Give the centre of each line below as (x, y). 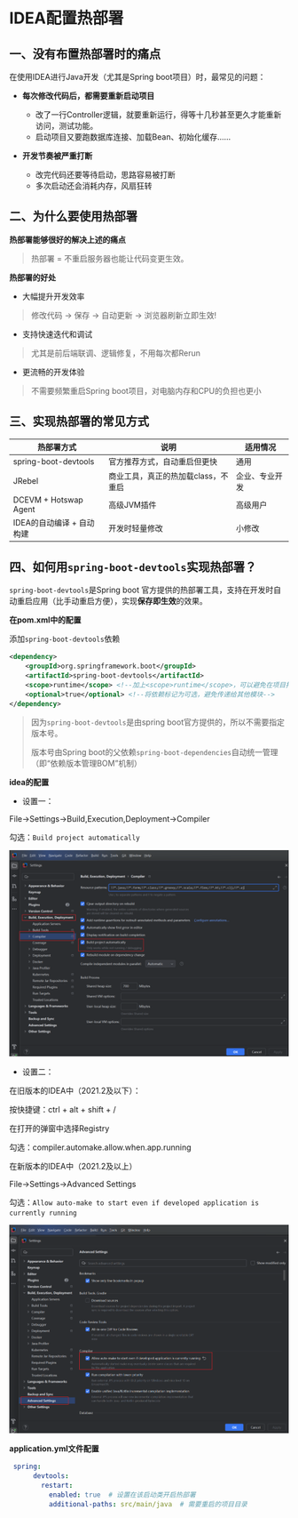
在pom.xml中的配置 (45, 620)
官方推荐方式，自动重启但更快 (162, 462)
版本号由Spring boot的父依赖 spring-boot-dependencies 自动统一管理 (154, 751)
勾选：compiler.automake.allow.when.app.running (101, 1147)
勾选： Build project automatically (74, 837)
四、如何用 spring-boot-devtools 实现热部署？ (133, 567)
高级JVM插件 (132, 504)
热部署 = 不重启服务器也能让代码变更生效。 (110, 258)
